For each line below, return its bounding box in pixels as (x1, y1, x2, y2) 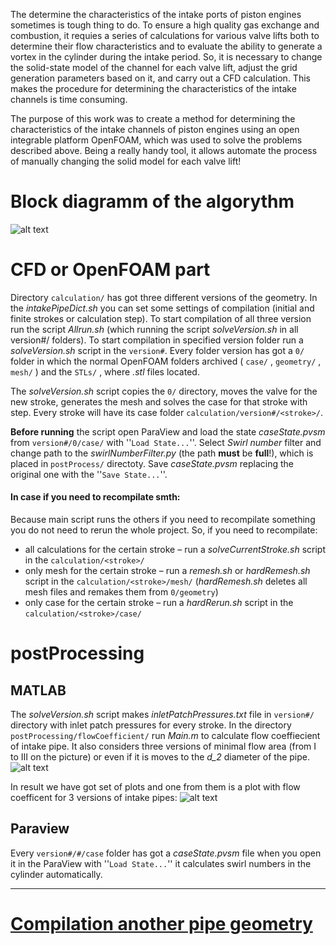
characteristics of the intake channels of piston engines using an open (10, 124, 300, 135)
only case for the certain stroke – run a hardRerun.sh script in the (24, 597, 294, 609)
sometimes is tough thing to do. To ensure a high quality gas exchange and (10, 19, 320, 31)
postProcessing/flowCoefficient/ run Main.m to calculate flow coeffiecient (10, 730, 321, 742)
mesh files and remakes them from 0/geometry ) (24, 586, 219, 598)
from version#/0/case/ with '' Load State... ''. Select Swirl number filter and (10, 436, 322, 448)
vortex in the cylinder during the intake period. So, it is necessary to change (10, 51, 323, 63)
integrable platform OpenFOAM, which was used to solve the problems (10, 134, 303, 146)
